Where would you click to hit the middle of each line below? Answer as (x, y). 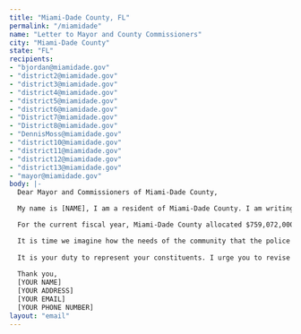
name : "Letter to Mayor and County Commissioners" (106, 34)
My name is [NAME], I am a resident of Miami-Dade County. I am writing (156, 209)
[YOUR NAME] (40, 283)
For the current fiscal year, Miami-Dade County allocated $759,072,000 (156, 225)
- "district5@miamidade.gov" (64, 101)
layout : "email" (39, 316)
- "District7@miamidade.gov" (64, 117)
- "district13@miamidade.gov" (66, 167)
